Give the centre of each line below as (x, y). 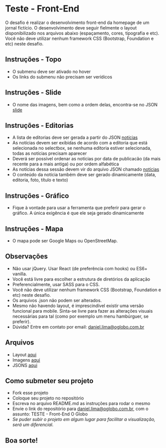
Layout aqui (24, 355)
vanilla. (20, 274)
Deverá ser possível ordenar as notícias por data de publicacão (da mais (86, 159)
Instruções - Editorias (39, 125)
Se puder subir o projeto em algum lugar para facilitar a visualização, (84, 420)
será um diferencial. (33, 425)
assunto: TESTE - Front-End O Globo (50, 414)
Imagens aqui (26, 360)
